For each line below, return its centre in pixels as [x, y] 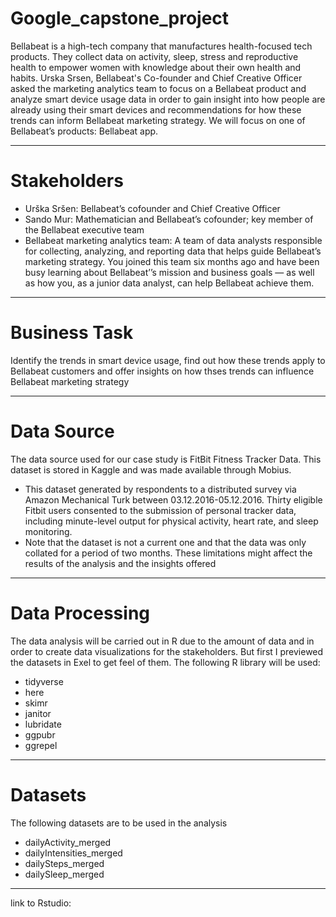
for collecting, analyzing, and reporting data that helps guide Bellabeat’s [173, 251]
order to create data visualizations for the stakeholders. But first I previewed [167, 651]
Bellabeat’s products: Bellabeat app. [84, 131]
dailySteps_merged [64, 863]
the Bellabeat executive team [84, 229]
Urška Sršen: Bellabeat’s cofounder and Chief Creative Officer [152, 208]
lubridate [43, 724]
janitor [38, 713]
